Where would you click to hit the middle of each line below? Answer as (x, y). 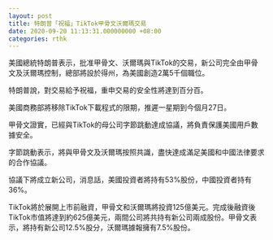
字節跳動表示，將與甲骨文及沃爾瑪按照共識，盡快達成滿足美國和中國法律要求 (136, 152)
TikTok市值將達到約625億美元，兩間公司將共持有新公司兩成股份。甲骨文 (129, 217)
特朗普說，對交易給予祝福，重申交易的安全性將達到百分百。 (108, 90)
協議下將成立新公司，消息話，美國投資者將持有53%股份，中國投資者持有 (130, 180)
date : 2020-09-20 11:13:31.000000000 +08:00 (85, 31)
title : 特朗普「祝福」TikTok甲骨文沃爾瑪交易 (78, 24)
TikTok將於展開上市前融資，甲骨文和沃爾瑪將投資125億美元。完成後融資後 (132, 207)
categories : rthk (38, 39)
